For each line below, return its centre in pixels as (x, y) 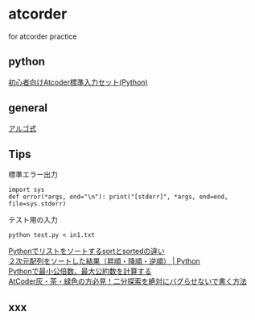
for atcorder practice (43, 36)
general (28, 108)
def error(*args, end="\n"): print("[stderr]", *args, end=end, (118, 197)
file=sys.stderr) (37, 204)
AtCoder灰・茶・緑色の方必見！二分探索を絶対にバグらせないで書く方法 (127, 281)
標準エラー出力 (33, 175)
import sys (27, 190)
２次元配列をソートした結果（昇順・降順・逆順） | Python (105, 261)
